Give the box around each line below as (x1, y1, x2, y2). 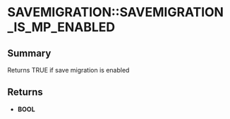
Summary (7, 47, 52, 59)
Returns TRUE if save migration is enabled (7, 66, 130, 74)
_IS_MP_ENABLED (7, 19, 116, 35)
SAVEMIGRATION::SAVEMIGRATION (7, 4, 224, 20)
